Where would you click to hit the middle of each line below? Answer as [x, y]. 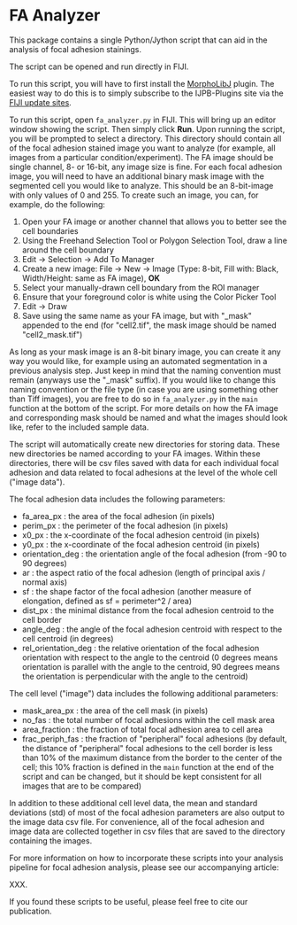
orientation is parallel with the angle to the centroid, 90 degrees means [151, 666]
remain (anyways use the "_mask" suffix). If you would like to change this [143, 380]
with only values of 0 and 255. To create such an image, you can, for [134, 195]
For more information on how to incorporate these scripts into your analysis [146, 858]
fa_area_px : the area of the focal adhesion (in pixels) [118, 516]
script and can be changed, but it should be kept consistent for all [142, 776]
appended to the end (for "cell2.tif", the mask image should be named [149, 325]
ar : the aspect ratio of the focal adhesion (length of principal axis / [143, 572]
